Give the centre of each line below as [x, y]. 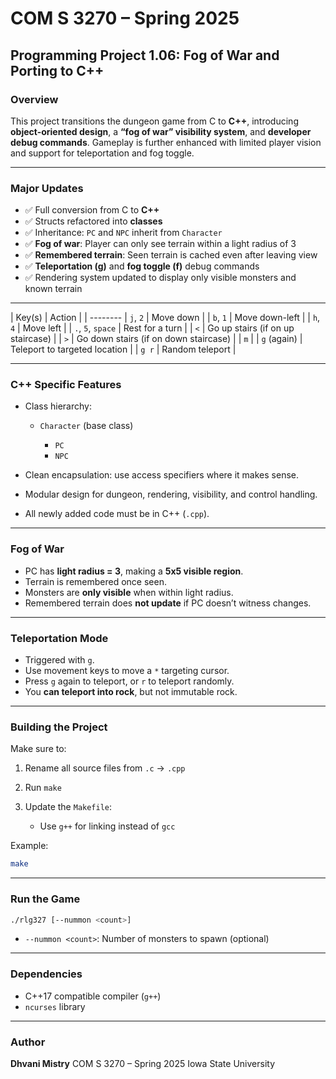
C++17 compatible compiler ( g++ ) [93, 996]
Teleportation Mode [59, 638]
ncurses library [55, 1006]
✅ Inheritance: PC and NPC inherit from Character [123, 233]
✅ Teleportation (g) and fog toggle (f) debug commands [142, 266]
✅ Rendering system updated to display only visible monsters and [160, 278]
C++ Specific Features [66, 385]
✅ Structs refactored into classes [93, 221]
